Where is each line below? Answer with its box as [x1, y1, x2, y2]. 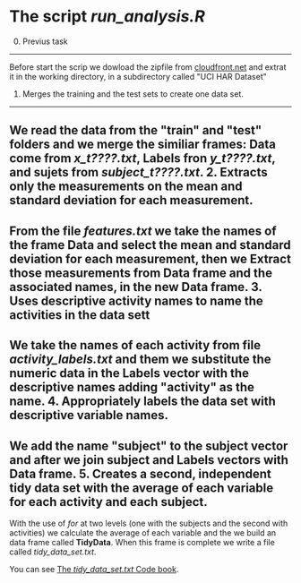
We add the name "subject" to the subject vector [9, 438, 288, 453]
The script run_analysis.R [9, 6, 206, 27]
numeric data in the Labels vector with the [9, 365, 249, 382]
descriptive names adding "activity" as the [9, 380, 255, 395]
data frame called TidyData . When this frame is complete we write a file [9, 536, 275, 547]
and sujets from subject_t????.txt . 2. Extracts [9, 165, 268, 180]
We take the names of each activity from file [9, 338, 262, 353]
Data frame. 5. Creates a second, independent [9, 466, 271, 481]
